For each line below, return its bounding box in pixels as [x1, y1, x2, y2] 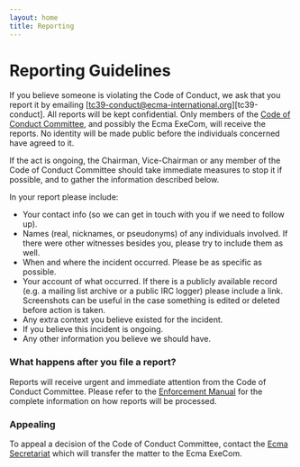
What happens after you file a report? [9, 356, 177, 369]
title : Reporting [9, 22, 75, 31]
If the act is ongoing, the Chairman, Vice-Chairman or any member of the [9, 155, 281, 166]
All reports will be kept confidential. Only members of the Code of [47, 109, 291, 120]
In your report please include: [9, 192, 119, 202]
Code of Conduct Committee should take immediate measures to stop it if [9, 165, 283, 175]
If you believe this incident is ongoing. [22, 324, 164, 335]
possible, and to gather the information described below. [9, 175, 220, 185]
